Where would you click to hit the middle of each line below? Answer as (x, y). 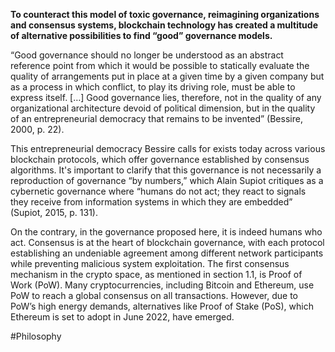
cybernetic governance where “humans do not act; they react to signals (158, 191)
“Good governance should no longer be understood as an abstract (147, 55)
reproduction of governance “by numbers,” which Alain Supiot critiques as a (167, 180)
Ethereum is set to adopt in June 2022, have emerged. (122, 317)
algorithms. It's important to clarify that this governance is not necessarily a (166, 170)
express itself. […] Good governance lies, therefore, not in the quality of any (166, 97)
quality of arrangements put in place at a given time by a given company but (167, 76)
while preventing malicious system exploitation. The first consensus (150, 263)
